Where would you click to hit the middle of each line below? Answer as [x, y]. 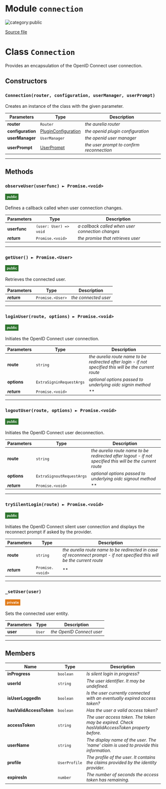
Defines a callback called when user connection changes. [64, 208]
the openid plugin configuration [117, 131]
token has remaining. [108, 780]
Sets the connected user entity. [37, 613]
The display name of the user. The [121, 740]
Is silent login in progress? [113, 674]
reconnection [98, 150]
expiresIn [17, 777]
